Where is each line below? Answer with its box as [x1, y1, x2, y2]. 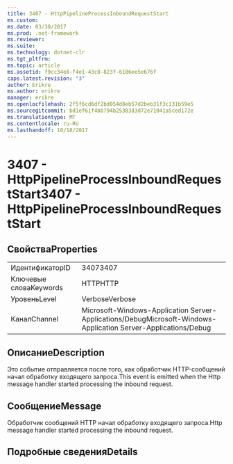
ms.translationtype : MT [7, 113, 76, 120]
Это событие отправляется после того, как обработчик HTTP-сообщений [7, 365, 225, 374]
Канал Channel [10, 314, 59, 324]
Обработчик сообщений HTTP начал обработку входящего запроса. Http [7, 419, 223, 426]
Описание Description [7, 346, 105, 358]
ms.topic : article [7, 62, 60, 69]
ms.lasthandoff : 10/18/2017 [7, 127, 89, 134]
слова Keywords [10, 283, 64, 293]
